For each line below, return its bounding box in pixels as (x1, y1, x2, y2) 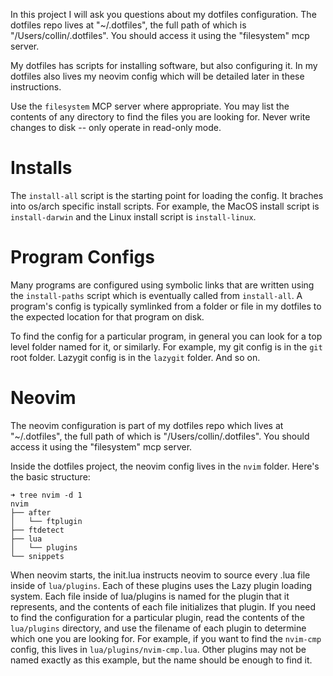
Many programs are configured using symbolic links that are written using (10, 279, 315, 291)
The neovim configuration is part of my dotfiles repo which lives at (10, 419, 284, 431)
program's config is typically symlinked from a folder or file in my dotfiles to (10, 300, 322, 312)
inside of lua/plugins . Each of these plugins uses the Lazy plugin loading (10, 579, 313, 591)
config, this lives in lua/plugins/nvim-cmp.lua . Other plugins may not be (10, 643, 307, 655)
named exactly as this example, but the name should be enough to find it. (10, 654, 313, 666)
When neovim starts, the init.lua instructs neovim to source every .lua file (10, 569, 311, 581)
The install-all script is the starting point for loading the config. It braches (10, 189, 324, 201)
